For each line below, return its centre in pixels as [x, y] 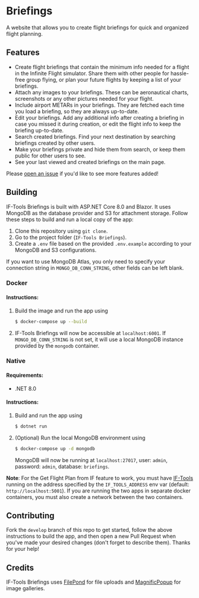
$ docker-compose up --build [51, 321]
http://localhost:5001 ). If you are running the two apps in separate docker [99, 491]
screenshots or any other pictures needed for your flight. [84, 98]
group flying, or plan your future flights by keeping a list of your [104, 79]
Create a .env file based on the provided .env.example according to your [103, 243]
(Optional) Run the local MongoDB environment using [80, 438]
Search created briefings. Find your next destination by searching [95, 137]
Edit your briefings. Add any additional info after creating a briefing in [99, 117]
